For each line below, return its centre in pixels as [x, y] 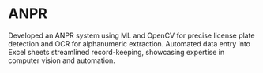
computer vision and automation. [62, 60]
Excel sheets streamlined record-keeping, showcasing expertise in [116, 52]
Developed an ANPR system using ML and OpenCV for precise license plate [131, 35]
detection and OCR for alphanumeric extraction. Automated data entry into [130, 43]
